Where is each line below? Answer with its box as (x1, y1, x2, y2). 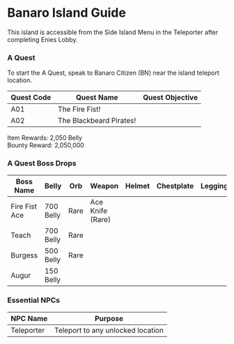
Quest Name (75, 93, 118, 103)
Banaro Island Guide (7, 5, 127, 21)
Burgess (10, 250, 38, 260)
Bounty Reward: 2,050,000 (7, 141, 85, 149)
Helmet (125, 181, 150, 190)
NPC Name (10, 313, 48, 323)
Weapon (90, 181, 119, 190)
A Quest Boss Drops (7, 158, 77, 168)
